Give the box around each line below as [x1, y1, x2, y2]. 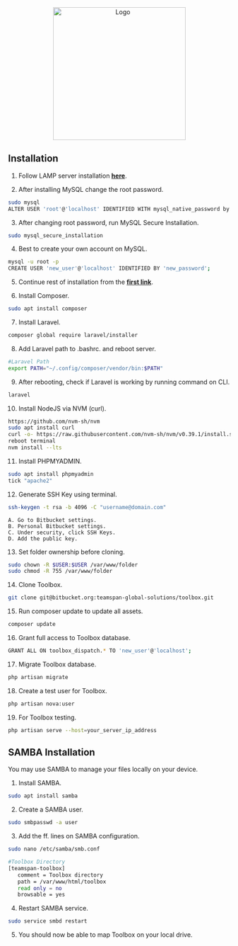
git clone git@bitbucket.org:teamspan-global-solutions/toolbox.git [8, 594, 214, 601]
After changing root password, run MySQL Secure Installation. [18, 218, 199, 227]
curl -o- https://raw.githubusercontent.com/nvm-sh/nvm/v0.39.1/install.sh [8, 431, 236, 438]
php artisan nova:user [8, 700, 75, 707]
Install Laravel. [18, 318, 61, 326]
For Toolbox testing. [18, 713, 77, 722]
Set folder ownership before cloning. [18, 547, 126, 556]
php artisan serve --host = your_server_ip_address [8, 726, 157, 734]
